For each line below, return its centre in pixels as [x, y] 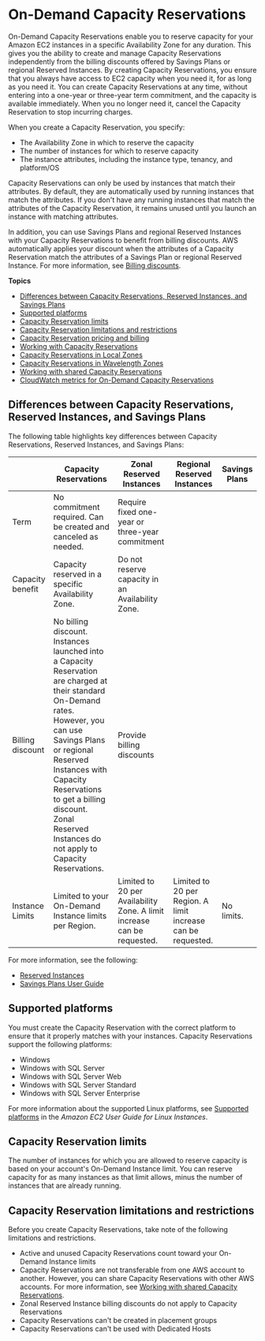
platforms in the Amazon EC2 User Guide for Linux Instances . [108, 1117]
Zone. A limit [141, 911]
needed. [69, 547]
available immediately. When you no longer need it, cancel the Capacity [125, 103]
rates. [64, 710]
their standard [79, 690]
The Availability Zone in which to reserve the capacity [107, 142]
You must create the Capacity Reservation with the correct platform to [122, 1027]
